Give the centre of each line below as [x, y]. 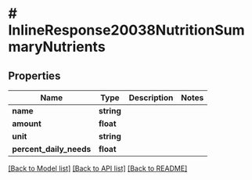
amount [27, 124]
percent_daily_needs [52, 149]
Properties [34, 76]
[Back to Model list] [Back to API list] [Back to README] [98, 168]
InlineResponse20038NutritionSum [126, 30]
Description [151, 97]
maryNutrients [57, 47]
